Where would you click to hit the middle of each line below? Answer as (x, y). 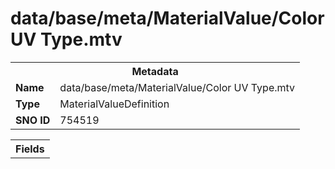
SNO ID (33, 120)
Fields (30, 149)
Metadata (155, 71)
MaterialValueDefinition (114, 104)
